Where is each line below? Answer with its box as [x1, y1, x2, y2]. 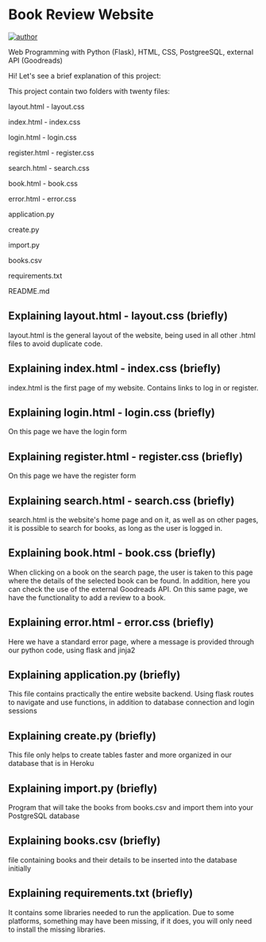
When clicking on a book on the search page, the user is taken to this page [8, 567, 253, 577]
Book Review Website [8, 6, 154, 24]
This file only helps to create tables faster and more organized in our [8, 750, 232, 759]
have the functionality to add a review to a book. [8, 593, 166, 602]
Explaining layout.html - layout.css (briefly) [8, 310, 229, 323]
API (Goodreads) [8, 56, 64, 65]
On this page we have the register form [8, 471, 137, 481]
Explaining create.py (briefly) [8, 729, 156, 743]
